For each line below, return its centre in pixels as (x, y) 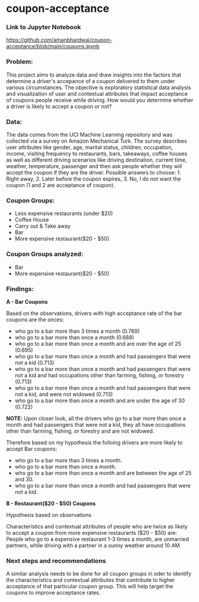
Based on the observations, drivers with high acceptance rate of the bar (94, 313)
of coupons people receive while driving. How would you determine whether (100, 100)
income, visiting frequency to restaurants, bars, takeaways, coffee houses (97, 154)
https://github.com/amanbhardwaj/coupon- (59, 40)
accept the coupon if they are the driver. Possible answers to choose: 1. (94, 173)
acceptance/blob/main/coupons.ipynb (53, 46)
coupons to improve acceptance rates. (53, 592)
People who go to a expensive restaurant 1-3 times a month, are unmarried (97, 539)
